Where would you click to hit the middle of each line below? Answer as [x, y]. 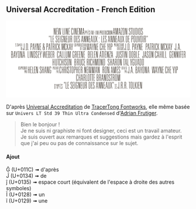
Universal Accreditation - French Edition [81, 10]
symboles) [19, 188]
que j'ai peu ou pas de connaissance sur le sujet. [79, 143]
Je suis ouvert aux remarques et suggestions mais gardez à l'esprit [101, 137]
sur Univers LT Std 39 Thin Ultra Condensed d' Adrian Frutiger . [82, 113]
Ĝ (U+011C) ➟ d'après [33, 170]
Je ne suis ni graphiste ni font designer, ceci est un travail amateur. [101, 130]
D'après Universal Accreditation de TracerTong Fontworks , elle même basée [98, 107]
